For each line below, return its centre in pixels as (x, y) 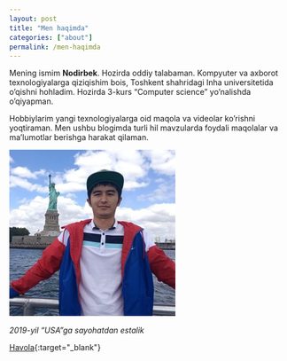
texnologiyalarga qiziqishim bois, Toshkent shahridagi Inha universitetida (141, 82)
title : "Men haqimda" (49, 28)
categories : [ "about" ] (51, 37)
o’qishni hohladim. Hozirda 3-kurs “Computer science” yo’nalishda (130, 92)
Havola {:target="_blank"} (55, 348)
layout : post (33, 19)
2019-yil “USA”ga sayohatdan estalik (77, 330)
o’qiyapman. (31, 101)
